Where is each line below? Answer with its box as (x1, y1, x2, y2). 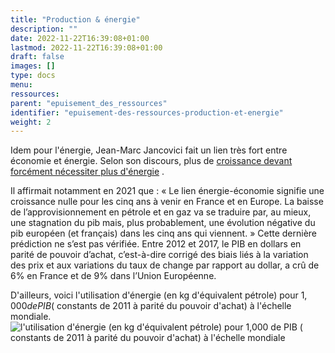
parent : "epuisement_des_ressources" (10, 98, 168, 108)
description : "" (10, 24, 78, 34)
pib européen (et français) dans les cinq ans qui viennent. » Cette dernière (10, 227, 318, 240)
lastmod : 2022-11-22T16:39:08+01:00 (10, 42, 163, 53)
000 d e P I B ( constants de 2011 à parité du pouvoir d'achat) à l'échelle (10, 300, 292, 312)
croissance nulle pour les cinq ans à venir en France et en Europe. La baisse (10, 196, 324, 208)
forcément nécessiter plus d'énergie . (10, 166, 165, 178)
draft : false (10, 52, 65, 62)
